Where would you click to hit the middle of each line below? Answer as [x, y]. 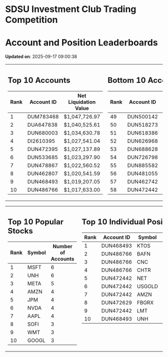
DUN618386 [143, 132]
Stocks [20, 231]
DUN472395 [43, 149]
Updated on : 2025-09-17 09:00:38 [41, 56]
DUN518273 [143, 124]
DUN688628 [143, 149]
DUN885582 [143, 165]
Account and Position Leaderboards [82, 43]
